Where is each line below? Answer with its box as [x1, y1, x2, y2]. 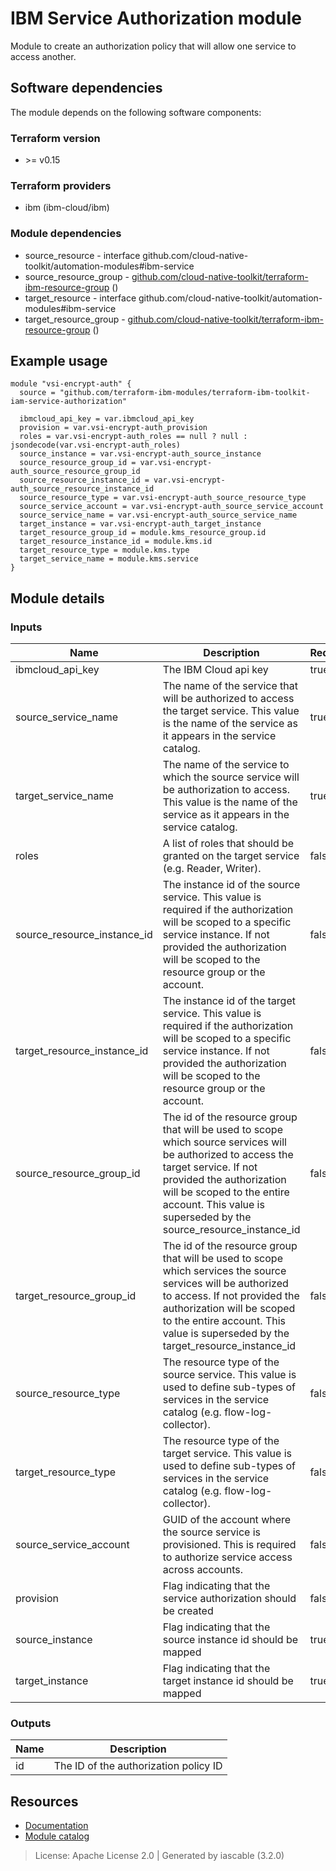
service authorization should [162, 1592, 297, 1606]
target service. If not [162, 1160, 258, 1174]
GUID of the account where [162, 1513, 292, 1527]
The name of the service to [162, 758, 290, 772]
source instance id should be [162, 1633, 299, 1647]
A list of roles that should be [162, 837, 295, 851]
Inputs [10, 620, 43, 634]
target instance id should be [162, 1674, 294, 1688]
